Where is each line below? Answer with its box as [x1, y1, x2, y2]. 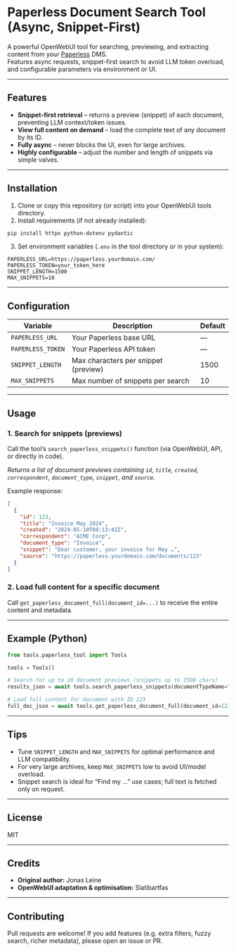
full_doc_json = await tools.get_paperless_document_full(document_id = [7, 703, 221, 710]
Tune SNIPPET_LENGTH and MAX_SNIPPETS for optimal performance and [17, 747, 215, 756]
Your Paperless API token [71, 344, 156, 354]
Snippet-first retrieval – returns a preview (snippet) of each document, [17, 110, 224, 119]
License [7, 812, 43, 824]
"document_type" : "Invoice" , [20, 540, 105, 547]
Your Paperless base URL [71, 333, 156, 343]
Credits [7, 857, 41, 869]
